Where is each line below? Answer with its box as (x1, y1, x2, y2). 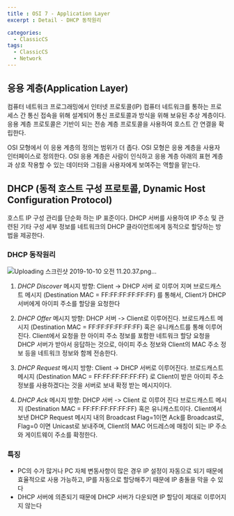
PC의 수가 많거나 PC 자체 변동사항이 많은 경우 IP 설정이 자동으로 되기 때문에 (17, 467, 224, 475)
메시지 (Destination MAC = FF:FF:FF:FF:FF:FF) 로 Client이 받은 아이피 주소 (17, 372, 224, 380)
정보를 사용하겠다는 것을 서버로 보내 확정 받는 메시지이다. (17, 380, 172, 389)
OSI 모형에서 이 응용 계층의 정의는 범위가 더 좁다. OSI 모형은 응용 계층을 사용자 (7, 143, 221, 152)
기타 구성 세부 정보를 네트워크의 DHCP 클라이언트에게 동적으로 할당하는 (19, 222, 214, 230)
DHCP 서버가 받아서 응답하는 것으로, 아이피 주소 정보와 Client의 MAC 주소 (17, 340, 219, 348)
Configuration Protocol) (7, 194, 113, 206)
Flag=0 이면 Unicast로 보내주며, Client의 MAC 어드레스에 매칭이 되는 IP (17, 421, 214, 430)
